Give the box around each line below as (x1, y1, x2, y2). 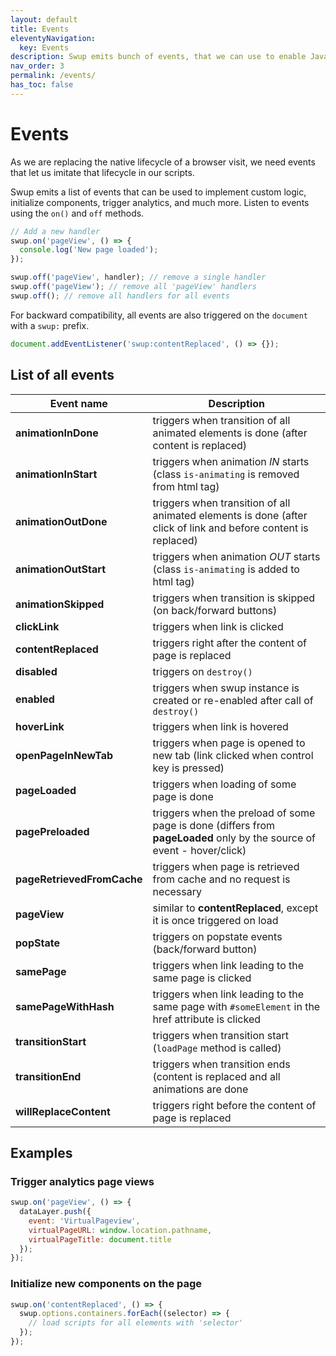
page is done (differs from (152, 818, 276, 832)
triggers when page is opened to (152, 736, 306, 750)
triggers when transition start (152, 1028, 289, 1042)
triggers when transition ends (152, 1057, 291, 1071)
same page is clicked (152, 971, 252, 985)
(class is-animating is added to (152, 562, 300, 576)
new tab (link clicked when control (152, 748, 314, 762)
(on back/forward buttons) (152, 603, 278, 617)
